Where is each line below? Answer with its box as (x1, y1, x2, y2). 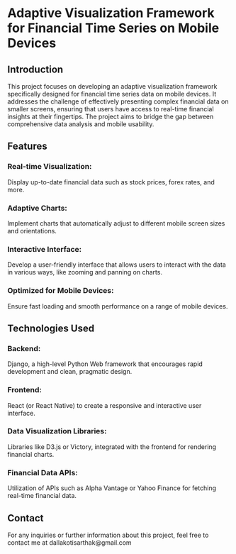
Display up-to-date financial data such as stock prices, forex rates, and (7, 177, 215, 186)
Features (7, 140, 47, 153)
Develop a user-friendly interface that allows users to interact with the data (7, 260, 227, 269)
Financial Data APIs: (7, 467, 78, 477)
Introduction (7, 63, 64, 75)
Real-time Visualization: (7, 162, 92, 172)
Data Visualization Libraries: (7, 426, 107, 436)
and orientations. (7, 226, 57, 235)
